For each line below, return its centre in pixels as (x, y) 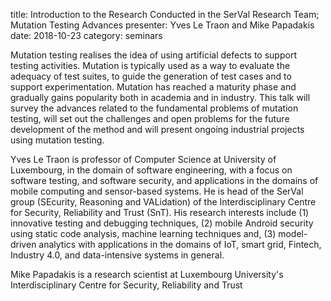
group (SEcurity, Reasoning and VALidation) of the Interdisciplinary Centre (163, 202)
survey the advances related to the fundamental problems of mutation (154, 108)
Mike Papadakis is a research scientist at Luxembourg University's (147, 274)
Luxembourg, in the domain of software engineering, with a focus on (151, 170)
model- (293, 233)
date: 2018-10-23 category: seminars (86, 35)
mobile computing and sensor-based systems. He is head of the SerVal (157, 191)
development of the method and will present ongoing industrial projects (157, 129)
